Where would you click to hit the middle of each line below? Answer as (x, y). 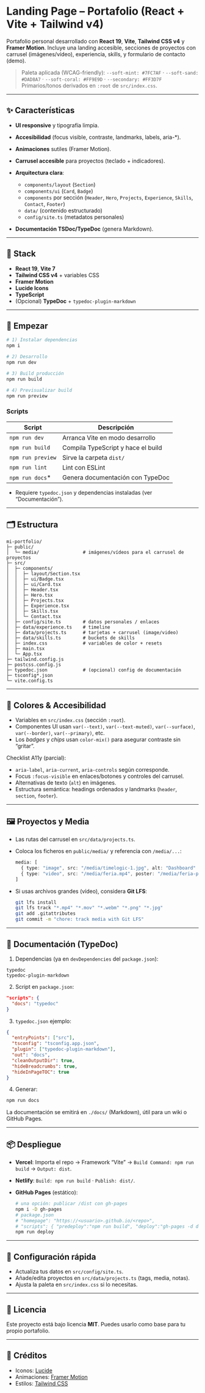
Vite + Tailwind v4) (55, 24)
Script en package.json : (45, 986)
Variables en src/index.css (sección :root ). (70, 720)
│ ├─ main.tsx (26, 649)
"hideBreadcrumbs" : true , (45, 1066)
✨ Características (41, 110)
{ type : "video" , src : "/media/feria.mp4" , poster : (88, 874)
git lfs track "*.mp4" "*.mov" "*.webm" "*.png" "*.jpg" (89, 908)
